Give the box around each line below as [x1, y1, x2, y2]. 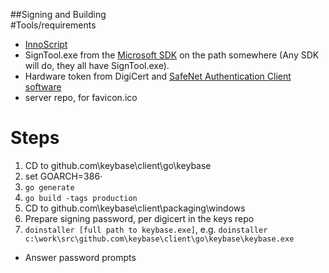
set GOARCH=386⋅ [24, 170, 103, 182]
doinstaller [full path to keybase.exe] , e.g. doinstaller [24, 223, 268, 235]
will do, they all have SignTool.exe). [24, 60, 170, 71]
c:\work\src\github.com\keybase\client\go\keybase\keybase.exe [24, 234, 295, 244]
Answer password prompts [24, 251, 137, 263]
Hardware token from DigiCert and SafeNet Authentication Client [24, 70, 292, 82]
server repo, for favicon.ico [24, 92, 138, 103]
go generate [24, 182, 75, 193]
